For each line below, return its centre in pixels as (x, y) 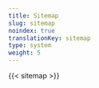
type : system (30, 46)
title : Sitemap (34, 16)
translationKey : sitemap (49, 38)
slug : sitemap (32, 23)
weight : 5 (25, 53)
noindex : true (32, 30)
